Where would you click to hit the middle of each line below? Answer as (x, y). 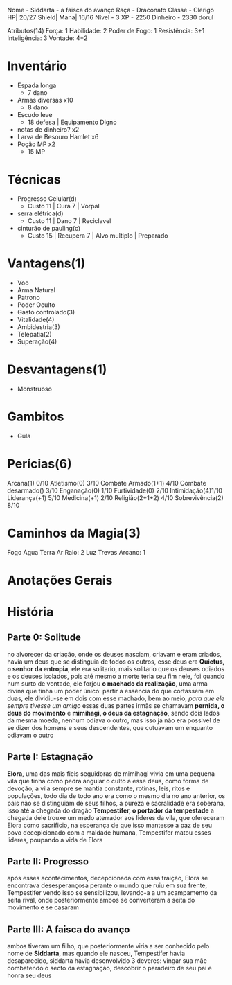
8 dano (38, 107)
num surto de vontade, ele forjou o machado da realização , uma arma (107, 683)
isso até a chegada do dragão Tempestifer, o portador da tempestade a (111, 810)
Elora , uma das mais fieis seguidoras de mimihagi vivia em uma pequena (111, 773)
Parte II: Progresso (48, 861)
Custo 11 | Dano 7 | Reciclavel (69, 220)
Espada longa (37, 85)
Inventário (37, 66)
